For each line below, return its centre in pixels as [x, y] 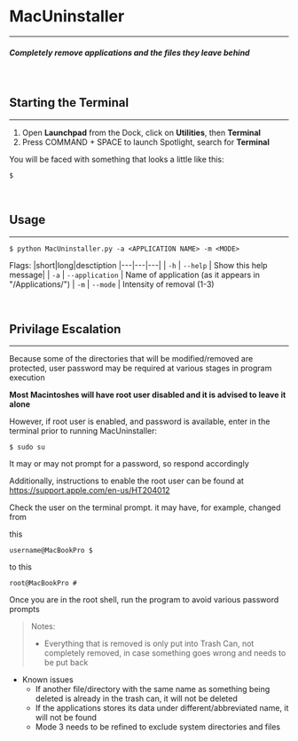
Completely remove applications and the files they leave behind [129, 52]
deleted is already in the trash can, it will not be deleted [136, 698]
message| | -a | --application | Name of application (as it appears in [134, 275]
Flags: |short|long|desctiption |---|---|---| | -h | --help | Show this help [138, 265]
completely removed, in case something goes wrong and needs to [165, 653]
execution [27, 378]
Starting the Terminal [69, 103]
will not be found [66, 718]
